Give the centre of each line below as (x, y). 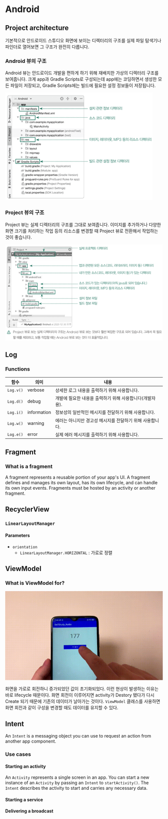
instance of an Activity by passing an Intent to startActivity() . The (77, 783)
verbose (36, 390)
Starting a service (24, 799)
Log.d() (15, 401)
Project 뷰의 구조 (25, 213)
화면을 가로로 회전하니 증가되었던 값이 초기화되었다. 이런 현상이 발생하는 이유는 (82, 689)
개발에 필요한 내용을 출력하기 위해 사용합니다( (99, 398)
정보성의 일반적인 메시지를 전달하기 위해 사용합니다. (105, 412)
